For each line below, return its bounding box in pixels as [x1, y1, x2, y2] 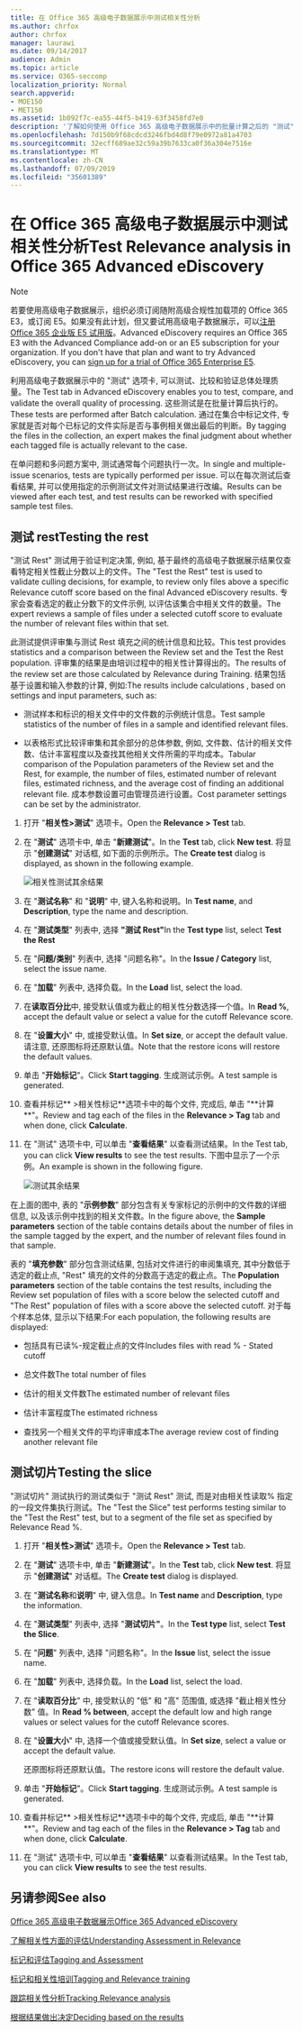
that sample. [10, 1240, 57, 1250]
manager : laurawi [10, 38, 75, 48]
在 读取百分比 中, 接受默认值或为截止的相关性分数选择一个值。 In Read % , [22, 1002, 289, 1011]
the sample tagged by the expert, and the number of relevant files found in [10, 1230, 287, 1240]
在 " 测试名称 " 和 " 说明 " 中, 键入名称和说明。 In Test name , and [22, 896, 253, 906]
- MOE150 [10, 96, 43, 106]
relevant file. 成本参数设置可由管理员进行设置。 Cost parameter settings [22, 789, 287, 799]
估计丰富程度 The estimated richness [22, 1407, 158, 1418]
